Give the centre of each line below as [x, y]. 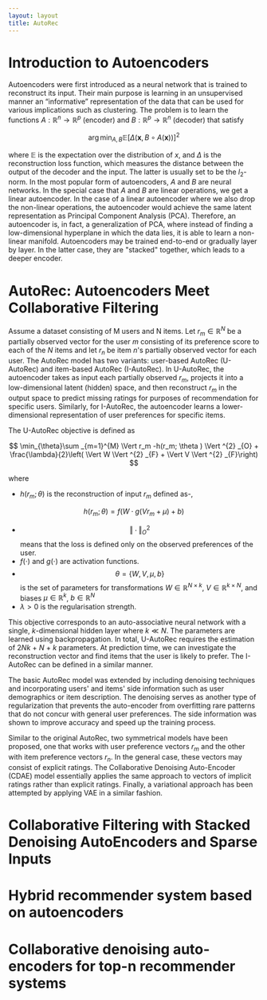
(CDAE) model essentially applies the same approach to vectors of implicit [130, 776]
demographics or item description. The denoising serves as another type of [132, 697]
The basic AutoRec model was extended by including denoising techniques [132, 681]
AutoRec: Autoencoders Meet [109, 290]
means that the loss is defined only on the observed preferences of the [136, 545]
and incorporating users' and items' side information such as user [116, 688]
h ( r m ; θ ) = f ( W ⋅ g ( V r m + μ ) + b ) [134, 512]
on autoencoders [66, 913]
